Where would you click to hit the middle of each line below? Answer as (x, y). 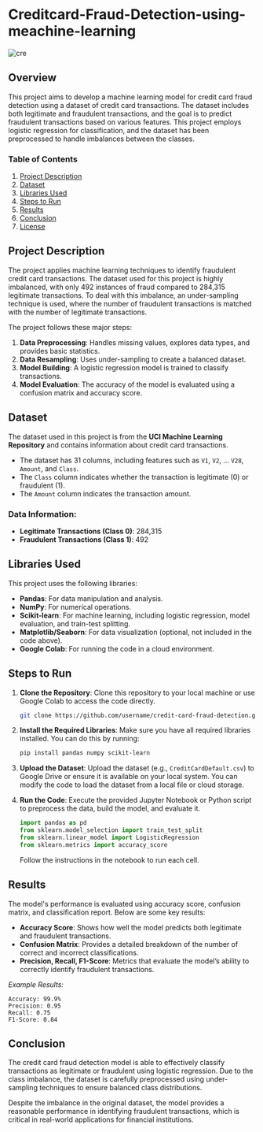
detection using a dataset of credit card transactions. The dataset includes (129, 105)
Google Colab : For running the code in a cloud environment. (117, 648)
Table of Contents (43, 159)
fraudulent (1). (42, 485)
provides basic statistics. (60, 351)
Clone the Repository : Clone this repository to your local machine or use (137, 692)
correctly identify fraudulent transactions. (87, 969)
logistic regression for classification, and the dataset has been (109, 130)
